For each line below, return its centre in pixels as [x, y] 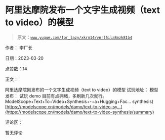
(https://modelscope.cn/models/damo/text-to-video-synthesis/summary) [80, 112]
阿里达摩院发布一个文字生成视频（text [82, 10]
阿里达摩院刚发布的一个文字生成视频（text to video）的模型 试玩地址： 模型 [82, 90]
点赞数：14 [16, 69]
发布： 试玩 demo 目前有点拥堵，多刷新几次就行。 [56, 96]
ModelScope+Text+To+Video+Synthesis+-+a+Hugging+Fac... [68, 101]
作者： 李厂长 [19, 47]
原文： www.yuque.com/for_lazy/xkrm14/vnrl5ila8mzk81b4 [75, 37]
